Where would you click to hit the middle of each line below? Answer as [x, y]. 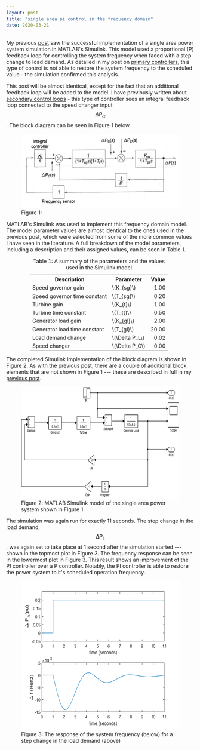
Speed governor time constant [70, 296]
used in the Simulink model [99, 268]
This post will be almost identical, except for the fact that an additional [93, 86]
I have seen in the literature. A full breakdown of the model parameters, [94, 243]
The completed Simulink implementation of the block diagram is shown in [96, 359]
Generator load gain [57, 321]
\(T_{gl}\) [123, 329]
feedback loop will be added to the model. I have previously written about [96, 93]
